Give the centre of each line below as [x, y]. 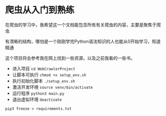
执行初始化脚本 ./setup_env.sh [43, 81]
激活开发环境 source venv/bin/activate [52, 87]
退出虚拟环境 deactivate [37, 99]
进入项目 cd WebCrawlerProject [44, 68]
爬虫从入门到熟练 [40, 10]
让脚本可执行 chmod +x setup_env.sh [49, 75]
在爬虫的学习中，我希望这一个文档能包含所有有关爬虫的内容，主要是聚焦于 [81, 25]
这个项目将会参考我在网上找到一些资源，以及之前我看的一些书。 [70, 58]
